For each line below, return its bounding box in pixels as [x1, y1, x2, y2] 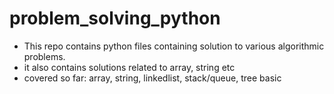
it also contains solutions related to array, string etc [23, 61, 236, 73]
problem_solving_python [9, 7, 221, 30]
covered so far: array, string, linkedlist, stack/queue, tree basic [23, 72, 282, 84]
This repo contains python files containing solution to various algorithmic [23, 40, 325, 52]
